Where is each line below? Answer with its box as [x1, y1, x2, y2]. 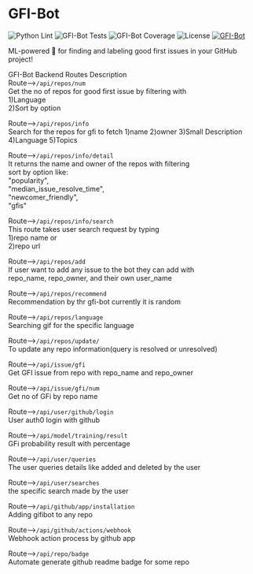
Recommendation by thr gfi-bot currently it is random [8, 296, 181, 306]
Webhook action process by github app [8, 533, 136, 542]
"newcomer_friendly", [8, 192, 79, 202]
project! [8, 54, 34, 64]
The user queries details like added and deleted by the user [8, 462, 201, 471]
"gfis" [8, 200, 27, 210]
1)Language [8, 95, 46, 104]
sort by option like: [8, 167, 68, 177]
